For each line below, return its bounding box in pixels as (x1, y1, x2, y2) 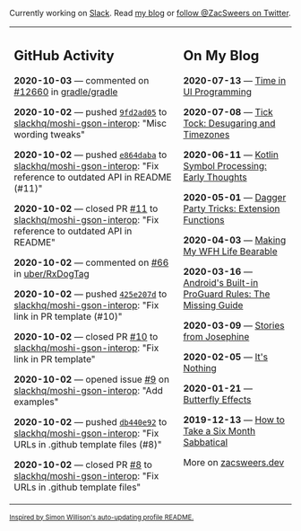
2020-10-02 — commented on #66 (13, 256, 169, 269)
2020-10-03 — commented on (13, 74, 150, 86)
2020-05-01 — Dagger (183, 190, 287, 203)
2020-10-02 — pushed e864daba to (13, 148, 168, 161)
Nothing (183, 361, 217, 374)
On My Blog (183, 47, 260, 64)
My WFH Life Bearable (183, 244, 278, 257)
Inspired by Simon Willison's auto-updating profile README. (9, 512, 194, 522)
